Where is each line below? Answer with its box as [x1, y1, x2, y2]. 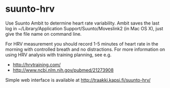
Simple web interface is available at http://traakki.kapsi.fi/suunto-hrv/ [5, 77, 151, 83]
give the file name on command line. [5, 31, 82, 37]
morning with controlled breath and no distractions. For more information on [5, 46, 165, 52]
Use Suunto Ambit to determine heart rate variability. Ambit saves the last [5, 20, 160, 26]
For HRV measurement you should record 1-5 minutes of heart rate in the [5, 40, 158, 47]
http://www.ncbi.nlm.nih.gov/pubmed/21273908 [12, 67, 114, 73]
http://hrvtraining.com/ [12, 61, 61, 68]
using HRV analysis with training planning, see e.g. [5, 52, 112, 58]
